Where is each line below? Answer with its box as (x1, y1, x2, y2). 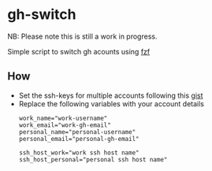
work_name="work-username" (18, 114, 108, 122)
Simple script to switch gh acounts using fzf (7, 46, 151, 56)
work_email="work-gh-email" (18, 121, 111, 129)
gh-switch (7, 6, 76, 24)
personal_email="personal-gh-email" (18, 135, 139, 143)
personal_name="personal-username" (18, 128, 136, 136)
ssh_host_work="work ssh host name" (18, 148, 139, 157)
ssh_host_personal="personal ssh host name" (18, 155, 168, 163)
